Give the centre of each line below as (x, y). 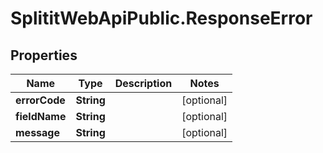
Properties (44, 55)
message (37, 132)
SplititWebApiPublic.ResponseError (161, 18)
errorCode (40, 100)
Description (143, 83)
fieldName (41, 116)
